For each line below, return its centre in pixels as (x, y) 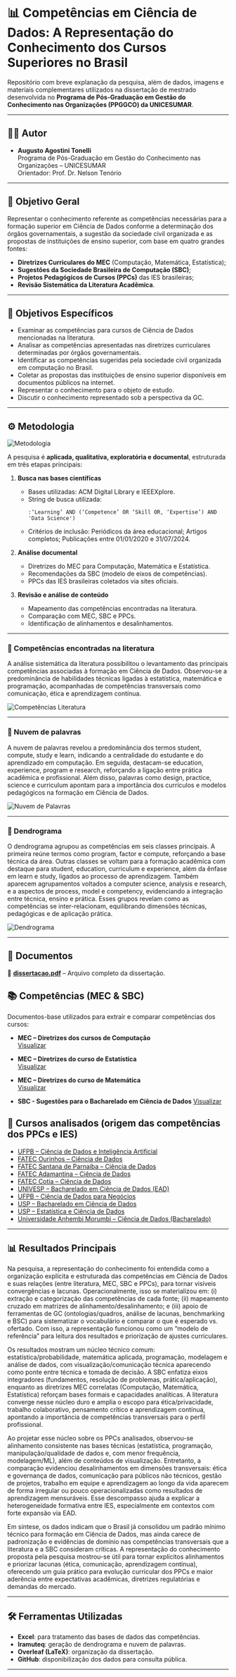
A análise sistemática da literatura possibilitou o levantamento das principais (118, 664)
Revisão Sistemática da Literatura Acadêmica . (86, 285)
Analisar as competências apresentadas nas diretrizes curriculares (114, 345)
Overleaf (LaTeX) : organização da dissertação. (86, 1652)
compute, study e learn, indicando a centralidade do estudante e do (105, 755)
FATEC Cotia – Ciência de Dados (64, 1181)
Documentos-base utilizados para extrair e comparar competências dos (111, 1016)
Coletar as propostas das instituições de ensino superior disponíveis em (122, 375)
